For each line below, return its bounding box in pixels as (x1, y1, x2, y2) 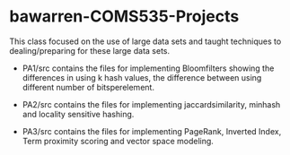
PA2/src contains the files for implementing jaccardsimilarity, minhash (22, 99, 281, 109)
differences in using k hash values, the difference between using (22, 72, 262, 82)
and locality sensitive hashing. (22, 108, 135, 119)
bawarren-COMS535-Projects (9, 6, 240, 27)
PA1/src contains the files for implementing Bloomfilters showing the (22, 63, 275, 73)
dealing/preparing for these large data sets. (9, 45, 171, 56)
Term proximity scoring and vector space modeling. (22, 135, 214, 146)
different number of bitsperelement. (22, 82, 155, 92)
